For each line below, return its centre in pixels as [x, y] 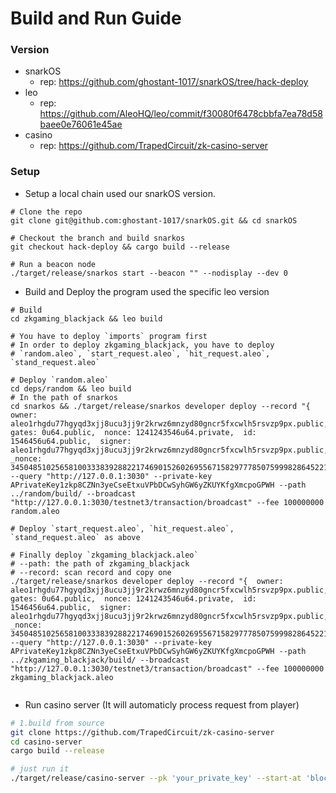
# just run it [40, 769]
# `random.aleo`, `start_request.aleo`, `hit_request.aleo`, [140, 353]
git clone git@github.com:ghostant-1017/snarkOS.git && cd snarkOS [154, 220]
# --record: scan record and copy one [91, 572]
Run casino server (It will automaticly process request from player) [162, 704]
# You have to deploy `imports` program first [109, 336]
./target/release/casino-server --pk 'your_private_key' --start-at [156, 778]
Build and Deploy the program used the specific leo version [147, 291]
